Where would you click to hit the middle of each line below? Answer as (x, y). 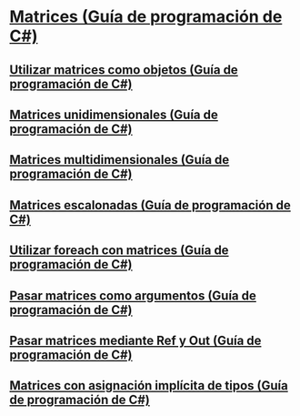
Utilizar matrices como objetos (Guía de (124, 70)
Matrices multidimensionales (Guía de (120, 160)
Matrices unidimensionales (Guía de (114, 114)
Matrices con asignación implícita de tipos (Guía (149, 386)
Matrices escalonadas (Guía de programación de (150, 205)
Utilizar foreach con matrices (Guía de (119, 251)
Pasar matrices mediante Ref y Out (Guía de (135, 340)
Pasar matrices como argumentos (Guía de (133, 295)
